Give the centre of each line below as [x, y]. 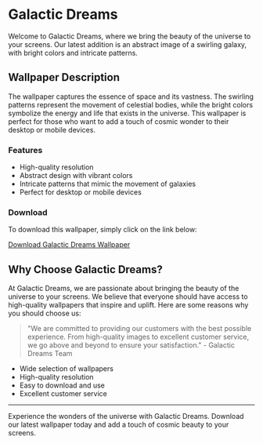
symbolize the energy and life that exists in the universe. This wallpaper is [127, 113]
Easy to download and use [62, 385]
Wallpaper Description [64, 77]
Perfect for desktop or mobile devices [81, 192]
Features [25, 150]
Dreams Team [50, 354]
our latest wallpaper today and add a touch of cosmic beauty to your [119, 424]
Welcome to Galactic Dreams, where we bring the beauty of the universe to [130, 36]
